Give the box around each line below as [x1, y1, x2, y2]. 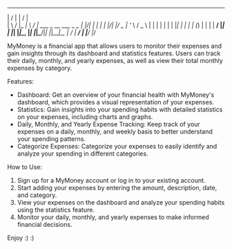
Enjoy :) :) [7, 234, 35, 242]
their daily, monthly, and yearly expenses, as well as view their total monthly [7, 57, 223, 64]
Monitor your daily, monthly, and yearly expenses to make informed [17, 213, 209, 221]
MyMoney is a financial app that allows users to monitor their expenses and [7, 42, 222, 50]
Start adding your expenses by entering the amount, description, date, [17, 184, 217, 192]
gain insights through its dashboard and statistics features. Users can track [7, 49, 221, 57]
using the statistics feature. [17, 205, 95, 214]
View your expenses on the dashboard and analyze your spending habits [17, 199, 225, 206]
